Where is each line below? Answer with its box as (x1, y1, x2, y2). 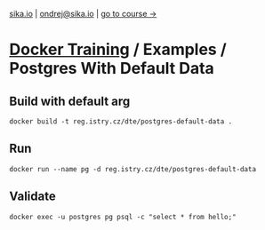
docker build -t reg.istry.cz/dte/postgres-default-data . (9, 117, 233, 126)
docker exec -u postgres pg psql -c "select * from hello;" (9, 212, 237, 221)
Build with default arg (9, 93, 131, 108)
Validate (9, 189, 56, 204)
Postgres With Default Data (9, 59, 215, 79)
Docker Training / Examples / (9, 40, 227, 59)
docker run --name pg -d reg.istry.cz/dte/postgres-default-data (9, 164, 256, 173)
